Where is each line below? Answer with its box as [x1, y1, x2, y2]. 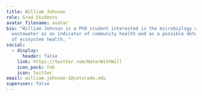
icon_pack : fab [17, 64, 55, 70]
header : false [22, 53, 58, 59]
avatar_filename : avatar [6, 20, 69, 26]
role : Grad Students [6, 14, 58, 20]
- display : [11, 48, 39, 54]
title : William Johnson [6, 8, 66, 15]
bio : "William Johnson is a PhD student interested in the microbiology [6, 25, 192, 32]
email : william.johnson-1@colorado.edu [6, 75, 106, 81]
